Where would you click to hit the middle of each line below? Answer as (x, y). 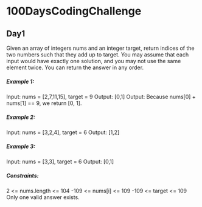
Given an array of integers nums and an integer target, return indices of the (100, 48)
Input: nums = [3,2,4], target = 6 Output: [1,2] (63, 132)
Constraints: (23, 175)
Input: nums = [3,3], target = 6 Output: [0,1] (60, 161)
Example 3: (21, 146)
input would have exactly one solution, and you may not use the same (94, 61)
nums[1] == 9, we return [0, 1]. (44, 103)
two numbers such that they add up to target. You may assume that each (98, 55)
